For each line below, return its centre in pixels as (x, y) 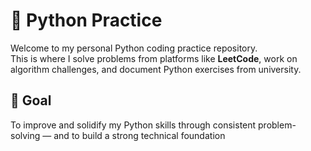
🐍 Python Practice (86, 20)
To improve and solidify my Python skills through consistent (133, 125)
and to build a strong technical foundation (139, 135)
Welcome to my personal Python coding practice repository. (134, 48)
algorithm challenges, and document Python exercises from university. (156, 69)
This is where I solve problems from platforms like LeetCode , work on (154, 58)
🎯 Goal (31, 100)
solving (25, 135)
